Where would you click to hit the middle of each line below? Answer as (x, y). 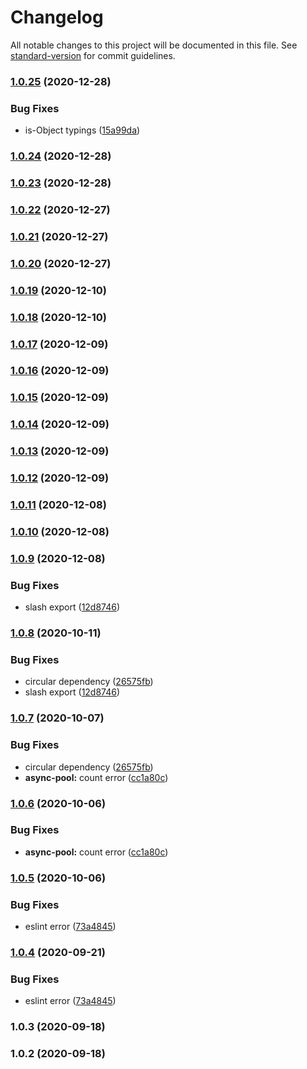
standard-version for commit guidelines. (93, 55)
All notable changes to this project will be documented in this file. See (154, 45)
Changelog (57, 17)
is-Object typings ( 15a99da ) (82, 130)
